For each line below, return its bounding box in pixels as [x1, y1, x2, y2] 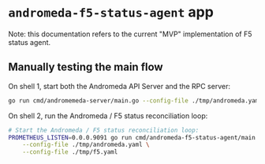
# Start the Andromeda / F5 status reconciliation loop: [8, 126, 200, 134]
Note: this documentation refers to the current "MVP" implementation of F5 [8, 29, 252, 39]
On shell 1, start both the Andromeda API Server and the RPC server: [8, 81, 231, 91]
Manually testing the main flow [8, 61, 163, 74]
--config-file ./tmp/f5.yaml [22, 148, 118, 156]
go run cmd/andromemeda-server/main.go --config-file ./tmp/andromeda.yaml [8, 96, 263, 105]
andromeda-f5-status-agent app [8, 3, 215, 21]
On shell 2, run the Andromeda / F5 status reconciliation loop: [8, 110, 208, 121]
